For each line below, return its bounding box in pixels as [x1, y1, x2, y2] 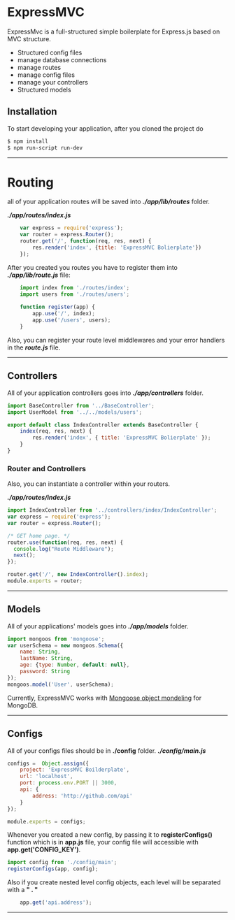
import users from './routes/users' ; [20, 291, 130, 298]
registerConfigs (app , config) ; [7, 865, 99, 872]
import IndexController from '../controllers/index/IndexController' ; [7, 507, 218, 514]
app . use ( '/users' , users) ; [32, 317, 111, 324]
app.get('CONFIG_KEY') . [7, 845, 81, 854]
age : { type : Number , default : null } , [20, 661, 130, 668]
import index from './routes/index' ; [20, 284, 130, 291]
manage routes [17, 63, 62, 71]
